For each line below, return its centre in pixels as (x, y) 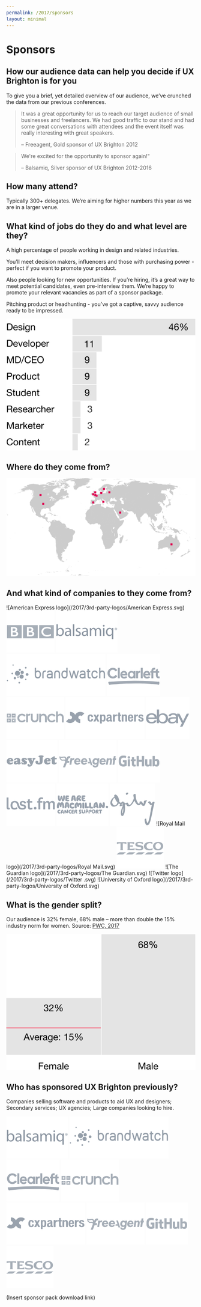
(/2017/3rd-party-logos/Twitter (44, 880)
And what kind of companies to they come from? (99, 593)
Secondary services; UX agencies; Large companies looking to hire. (90, 1108)
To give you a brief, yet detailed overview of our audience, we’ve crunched (99, 96)
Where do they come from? (58, 467)
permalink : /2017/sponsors (40, 13)
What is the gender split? (54, 905)
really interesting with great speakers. (67, 133)
